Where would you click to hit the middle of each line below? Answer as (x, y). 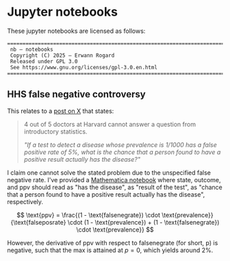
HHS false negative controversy (76, 94)
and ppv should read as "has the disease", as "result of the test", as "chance (115, 187)
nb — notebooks (31, 49)
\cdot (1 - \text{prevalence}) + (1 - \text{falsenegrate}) (143, 222)
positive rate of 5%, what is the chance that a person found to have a (122, 152)
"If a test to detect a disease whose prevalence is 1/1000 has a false (120, 145)
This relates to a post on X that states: (61, 111)
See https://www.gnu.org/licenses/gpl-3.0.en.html (84, 67)
